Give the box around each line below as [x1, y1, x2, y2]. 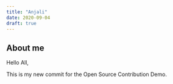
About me [6, 43, 44, 53]
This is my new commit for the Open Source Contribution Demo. [6, 71, 168, 78]
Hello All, [6, 59, 29, 66]
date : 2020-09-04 [6, 15, 51, 21]
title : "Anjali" [6, 9, 48, 15]
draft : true [6, 20, 37, 26]
